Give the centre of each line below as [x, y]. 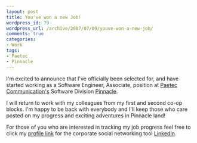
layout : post [22, 12]
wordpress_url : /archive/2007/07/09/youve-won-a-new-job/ [80, 28]
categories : [21, 39]
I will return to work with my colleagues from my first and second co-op [94, 102]
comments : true [25, 34]
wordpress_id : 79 [28, 23]
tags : [13, 51]
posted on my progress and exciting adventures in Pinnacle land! [86, 115]
